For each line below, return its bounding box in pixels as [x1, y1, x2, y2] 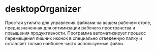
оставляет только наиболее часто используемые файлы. [5, 40, 125, 46]
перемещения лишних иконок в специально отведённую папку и [5, 35, 142, 41]
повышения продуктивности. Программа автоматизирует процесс [5, 30, 146, 36]
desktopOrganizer [5, 3, 81, 15]
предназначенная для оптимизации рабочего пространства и [5, 25, 135, 30]
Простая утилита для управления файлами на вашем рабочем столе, [5, 20, 152, 25]
